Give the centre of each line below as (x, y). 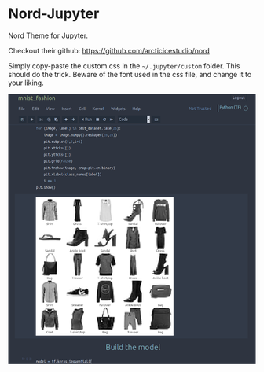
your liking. (26, 83)
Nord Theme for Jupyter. (48, 35)
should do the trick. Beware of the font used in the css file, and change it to (130, 74)
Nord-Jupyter (54, 14)
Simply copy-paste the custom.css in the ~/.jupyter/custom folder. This (124, 66)
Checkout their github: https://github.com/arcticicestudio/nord (109, 50)
